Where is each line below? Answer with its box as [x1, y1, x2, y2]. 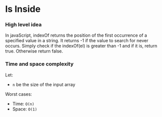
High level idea [5, 21, 42, 28]
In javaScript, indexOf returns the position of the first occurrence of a [5, 32, 147, 38]
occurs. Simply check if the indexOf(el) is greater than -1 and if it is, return [5, 43, 158, 49]
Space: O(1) [12, 106, 37, 112]
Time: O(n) [12, 101, 35, 107]
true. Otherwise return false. [5, 48, 63, 54]
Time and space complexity [5, 60, 74, 67]
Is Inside [5, 3, 41, 15]
